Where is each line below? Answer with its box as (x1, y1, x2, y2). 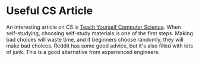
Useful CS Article (6, 4, 93, 18)
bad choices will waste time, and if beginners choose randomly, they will (6, 36, 184, 43)
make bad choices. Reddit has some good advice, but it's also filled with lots (6, 42, 193, 49)
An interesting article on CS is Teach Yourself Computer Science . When (6, 23, 181, 30)
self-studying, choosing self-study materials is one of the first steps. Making (6, 29, 193, 36)
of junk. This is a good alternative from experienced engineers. (6, 48, 160, 55)
